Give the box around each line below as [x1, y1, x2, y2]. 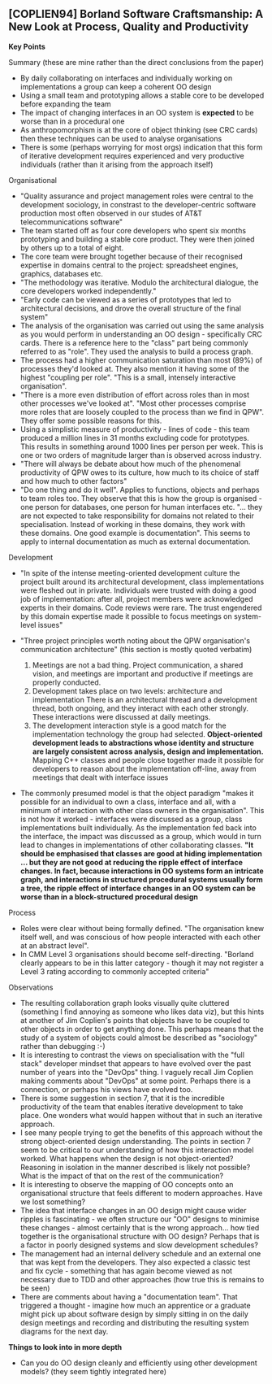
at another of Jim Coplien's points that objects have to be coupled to [19, 1015, 250, 1025]
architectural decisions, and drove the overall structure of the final [19, 303, 242, 313]
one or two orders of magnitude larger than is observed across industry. [19, 450, 262, 459]
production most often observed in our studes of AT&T [19, 208, 203, 218]
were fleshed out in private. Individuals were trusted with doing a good [19, 585, 257, 595]
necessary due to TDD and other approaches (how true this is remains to [19, 1274, 265, 1284]
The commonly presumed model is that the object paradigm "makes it [19, 788, 254, 798]
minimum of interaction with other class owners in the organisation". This [19, 805, 265, 815]
